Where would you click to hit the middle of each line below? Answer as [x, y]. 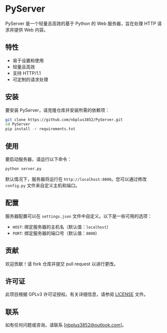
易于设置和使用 [28, 60]
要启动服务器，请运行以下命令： [38, 159]
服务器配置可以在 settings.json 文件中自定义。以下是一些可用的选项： [79, 216]
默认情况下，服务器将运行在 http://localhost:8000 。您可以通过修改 [76, 179]
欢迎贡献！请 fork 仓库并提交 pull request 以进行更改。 [62, 264]
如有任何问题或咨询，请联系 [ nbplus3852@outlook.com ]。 [66, 325]
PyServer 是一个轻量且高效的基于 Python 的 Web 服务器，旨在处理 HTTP [81, 23]
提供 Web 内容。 [31, 30]
